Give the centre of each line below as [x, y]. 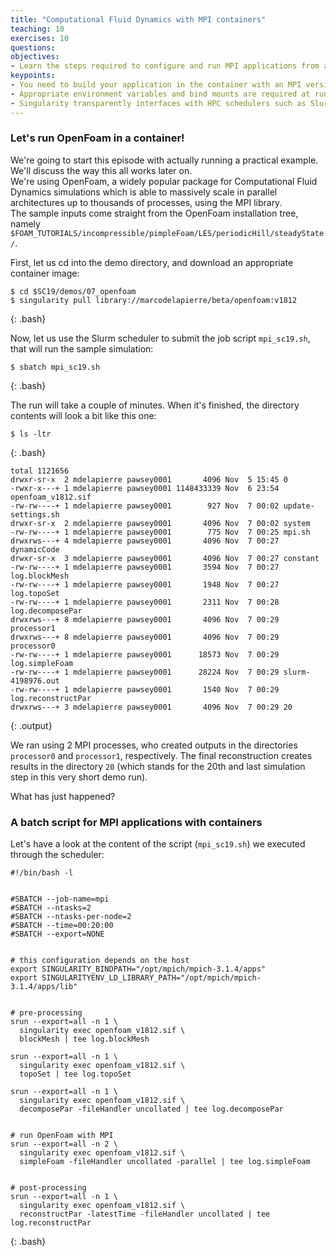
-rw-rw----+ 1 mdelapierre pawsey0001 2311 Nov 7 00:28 [145, 602]
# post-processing [48, 1188]
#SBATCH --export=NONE [57, 934]
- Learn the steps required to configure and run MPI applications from [165, 66]
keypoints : [33, 76]
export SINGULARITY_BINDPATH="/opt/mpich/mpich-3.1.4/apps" [138, 969]
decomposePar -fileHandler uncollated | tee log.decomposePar [151, 1109]
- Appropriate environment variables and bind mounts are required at [160, 94]
